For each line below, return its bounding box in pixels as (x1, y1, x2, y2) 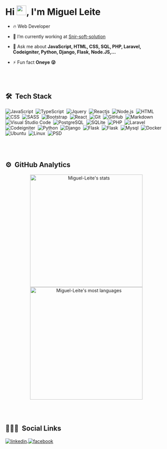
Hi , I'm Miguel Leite (5, 6, 101, 18)
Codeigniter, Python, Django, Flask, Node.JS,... (12, 49, 116, 55)
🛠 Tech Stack (5, 92, 52, 101)
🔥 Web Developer (12, 23, 50, 29)
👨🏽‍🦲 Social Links (5, 424, 62, 433)
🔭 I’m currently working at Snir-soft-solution (12, 33, 106, 40)
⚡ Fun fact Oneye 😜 (12, 59, 56, 65)
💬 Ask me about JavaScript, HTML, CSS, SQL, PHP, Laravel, (12, 43, 141, 49)
